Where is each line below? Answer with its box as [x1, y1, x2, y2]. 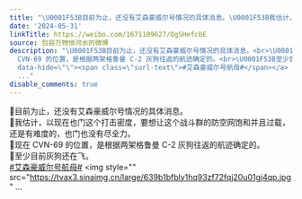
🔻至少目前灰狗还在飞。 [9, 150, 94, 161]
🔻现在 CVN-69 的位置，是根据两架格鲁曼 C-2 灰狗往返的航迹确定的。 [9, 139, 265, 150]
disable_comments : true [9, 80, 99, 89]
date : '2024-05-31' [9, 22, 83, 30]
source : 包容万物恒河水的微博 [9, 38, 110, 48]
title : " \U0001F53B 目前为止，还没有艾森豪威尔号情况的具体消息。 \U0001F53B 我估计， [9, 13, 297, 22]
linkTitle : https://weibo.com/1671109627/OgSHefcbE [9, 30, 207, 39]
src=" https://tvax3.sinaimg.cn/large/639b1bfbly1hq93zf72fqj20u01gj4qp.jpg [9, 171, 292, 182]
